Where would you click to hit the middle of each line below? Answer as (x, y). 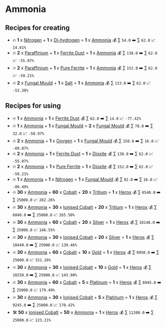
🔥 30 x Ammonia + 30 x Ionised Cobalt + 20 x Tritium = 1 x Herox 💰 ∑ (85, 207)
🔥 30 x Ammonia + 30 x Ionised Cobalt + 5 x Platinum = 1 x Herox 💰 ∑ (85, 297)
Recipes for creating (37, 28)
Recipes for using (33, 106)
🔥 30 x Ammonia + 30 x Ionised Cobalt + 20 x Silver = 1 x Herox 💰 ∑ (83, 237)
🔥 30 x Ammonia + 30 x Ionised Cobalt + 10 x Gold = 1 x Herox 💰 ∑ (82, 267)
